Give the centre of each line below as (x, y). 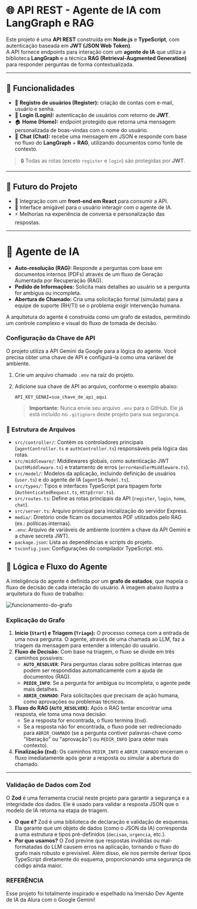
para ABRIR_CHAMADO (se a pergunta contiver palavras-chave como (102, 733)
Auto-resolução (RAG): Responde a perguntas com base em (88, 268)
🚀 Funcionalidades (40, 88)
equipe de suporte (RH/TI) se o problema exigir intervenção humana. (98, 305)
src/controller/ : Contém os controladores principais (79, 442)
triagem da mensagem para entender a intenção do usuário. (87, 646)
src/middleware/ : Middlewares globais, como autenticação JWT (92, 461)
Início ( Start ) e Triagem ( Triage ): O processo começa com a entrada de (102, 633)
